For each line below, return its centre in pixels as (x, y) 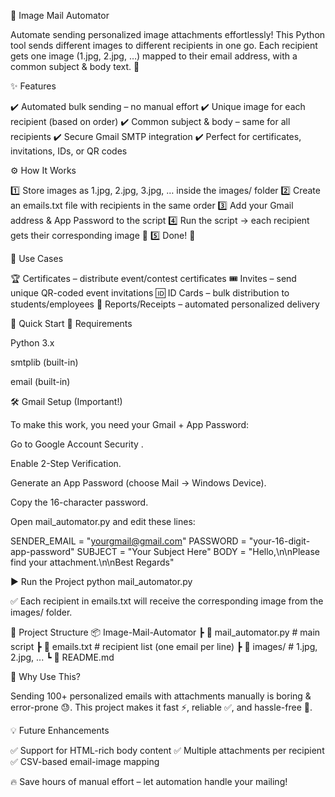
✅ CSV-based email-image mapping (85, 761)
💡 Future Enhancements (60, 730)
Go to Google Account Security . (77, 444)
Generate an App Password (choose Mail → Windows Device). (138, 483)
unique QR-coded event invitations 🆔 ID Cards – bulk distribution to (150, 293)
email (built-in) (40, 381)
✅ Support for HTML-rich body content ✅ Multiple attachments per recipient (167, 750)
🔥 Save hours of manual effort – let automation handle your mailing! (149, 781)
